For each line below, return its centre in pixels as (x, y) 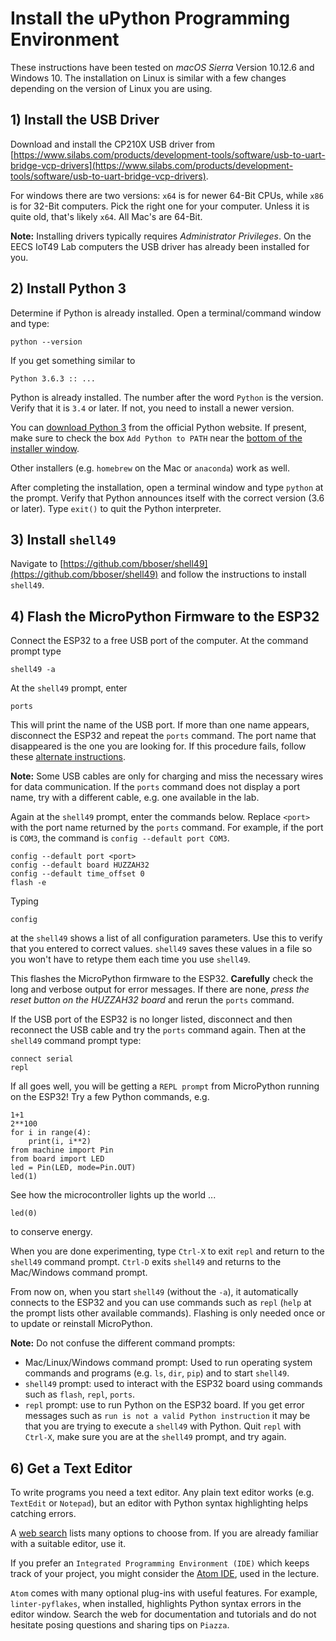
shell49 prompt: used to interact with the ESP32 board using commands (173, 1384)
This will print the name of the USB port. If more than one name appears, (160, 725)
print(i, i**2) (60, 1142)
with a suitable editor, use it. (68, 1543)
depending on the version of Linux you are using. (111, 88)
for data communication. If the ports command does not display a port (155, 787)
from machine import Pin (62, 1150)
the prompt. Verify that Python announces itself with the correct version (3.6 (167, 498)
